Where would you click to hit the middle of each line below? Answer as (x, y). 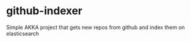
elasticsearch (23, 33)
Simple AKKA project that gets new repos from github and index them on (95, 27)
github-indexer (44, 11)
